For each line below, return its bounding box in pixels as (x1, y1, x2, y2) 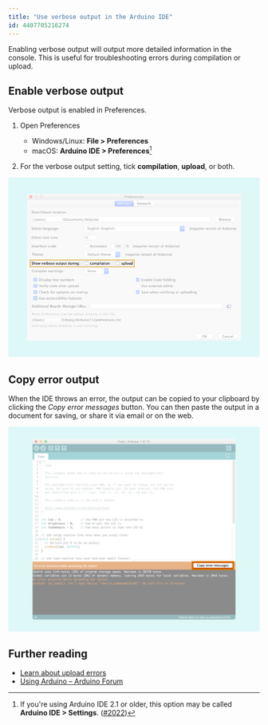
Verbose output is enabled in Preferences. (8, 105, 148, 115)
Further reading (8, 647, 88, 660)
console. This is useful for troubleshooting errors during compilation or (8, 53, 241, 62)
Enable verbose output (8, 84, 124, 97)
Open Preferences (19, 120, 81, 131)
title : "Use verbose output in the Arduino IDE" (8, 13, 173, 21)
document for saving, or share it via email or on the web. (8, 411, 194, 420)
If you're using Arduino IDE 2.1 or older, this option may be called (19, 699, 233, 709)
